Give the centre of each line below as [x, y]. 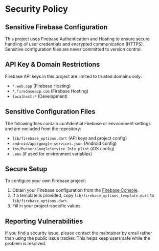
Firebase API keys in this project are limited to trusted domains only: [73, 76]
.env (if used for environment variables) [52, 154]
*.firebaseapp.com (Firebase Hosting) [50, 91]
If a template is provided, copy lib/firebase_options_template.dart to [83, 195]
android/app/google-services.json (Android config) [64, 143]
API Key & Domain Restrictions [53, 65]
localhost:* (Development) [40, 96]
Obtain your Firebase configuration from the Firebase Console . [75, 190]
